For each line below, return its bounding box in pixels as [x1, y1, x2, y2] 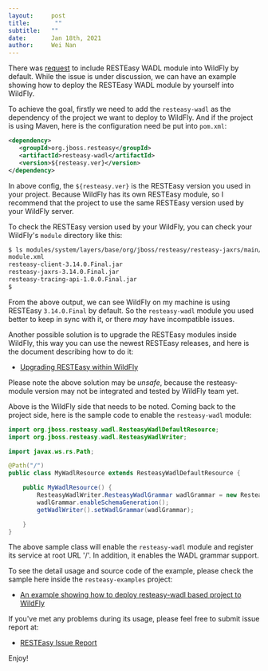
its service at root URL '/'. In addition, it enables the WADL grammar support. [8, 550, 259, 560]
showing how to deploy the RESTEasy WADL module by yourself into [8, 81, 235, 90]
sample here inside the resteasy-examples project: [8, 574, 173, 584]
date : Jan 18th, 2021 [8, 34, 102, 42]
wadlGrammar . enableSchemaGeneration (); [37, 498, 170, 506]
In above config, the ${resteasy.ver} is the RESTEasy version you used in [8, 181, 251, 190]
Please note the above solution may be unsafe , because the [8, 377, 205, 387]
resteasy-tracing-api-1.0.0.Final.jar [8, 276, 137, 284]
